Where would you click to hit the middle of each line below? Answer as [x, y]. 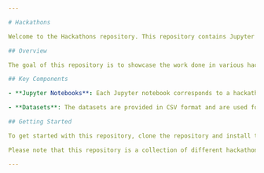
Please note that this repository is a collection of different [115, 150]
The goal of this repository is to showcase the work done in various [126, 65]
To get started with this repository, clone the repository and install [130, 136]
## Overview [27, 51]
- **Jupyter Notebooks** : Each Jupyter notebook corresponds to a [119, 94]
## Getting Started [40, 122]
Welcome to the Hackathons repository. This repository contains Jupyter [132, 36]
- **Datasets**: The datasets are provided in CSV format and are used [128, 108]
